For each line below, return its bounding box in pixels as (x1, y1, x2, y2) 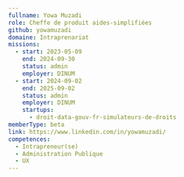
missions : (8, 41, 41, 49)
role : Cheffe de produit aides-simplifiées (8, 19, 153, 27)
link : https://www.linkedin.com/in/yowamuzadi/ (8, 128, 167, 135)
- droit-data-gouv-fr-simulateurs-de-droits (28, 114, 177, 121)
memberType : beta (8, 121, 65, 128)
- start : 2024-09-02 (15, 77, 82, 85)
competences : (8, 135, 51, 143)
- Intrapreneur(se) (15, 143, 79, 150)
